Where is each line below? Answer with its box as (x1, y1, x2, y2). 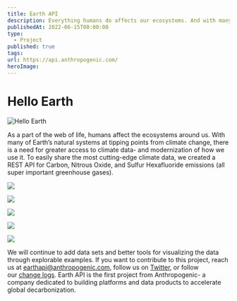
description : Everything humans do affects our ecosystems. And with (7, 17, 217, 24)
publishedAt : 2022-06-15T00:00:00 (7, 23, 109, 30)
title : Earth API (7, 10, 59, 18)
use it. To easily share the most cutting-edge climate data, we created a (7, 153, 216, 161)
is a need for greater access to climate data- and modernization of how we (7, 146, 224, 154)
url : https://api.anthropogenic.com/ (7, 57, 119, 64)
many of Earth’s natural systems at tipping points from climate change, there (7, 138, 229, 146)
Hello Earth (7, 93, 74, 110)
